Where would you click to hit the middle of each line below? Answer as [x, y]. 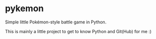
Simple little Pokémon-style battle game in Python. [56, 22]
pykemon [24, 9]
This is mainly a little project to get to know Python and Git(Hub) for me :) [78, 31]
